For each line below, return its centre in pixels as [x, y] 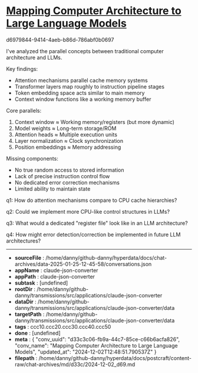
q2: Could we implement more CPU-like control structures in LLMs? [88, 211]
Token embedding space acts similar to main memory [80, 93]
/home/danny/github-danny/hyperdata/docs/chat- [106, 257]
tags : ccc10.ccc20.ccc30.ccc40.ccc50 [63, 326]
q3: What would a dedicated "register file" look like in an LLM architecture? [97, 223]
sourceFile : [29, 257]
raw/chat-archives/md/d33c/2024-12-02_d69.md [75, 364]
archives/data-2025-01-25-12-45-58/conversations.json [83, 264]
